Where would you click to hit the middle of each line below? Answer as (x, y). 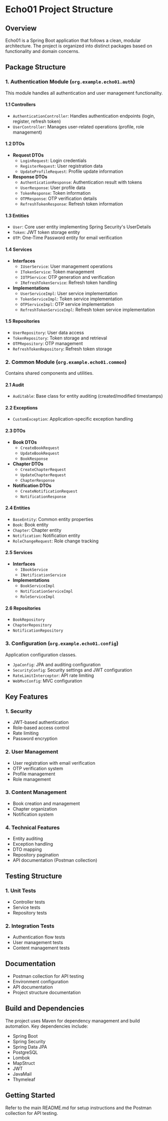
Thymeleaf (24, 1079)
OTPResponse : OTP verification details (59, 199)
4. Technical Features (33, 827)
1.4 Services (19, 249)
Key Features (27, 697)
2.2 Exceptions (22, 408)
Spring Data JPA (30, 1047)
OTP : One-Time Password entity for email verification (67, 238)
